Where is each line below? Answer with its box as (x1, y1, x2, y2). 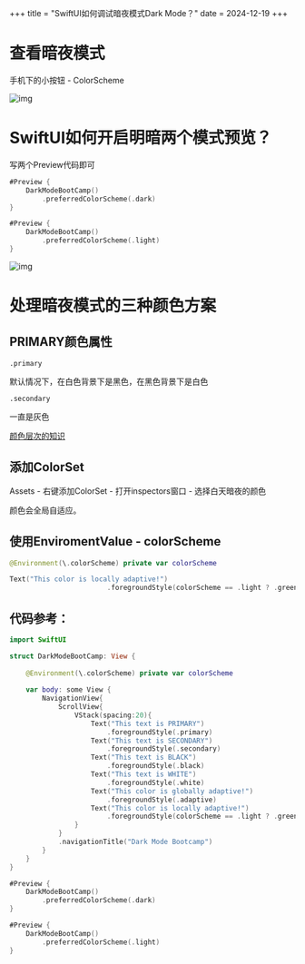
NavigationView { (42, 693, 103, 703)
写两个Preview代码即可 (9, 159, 95, 170)
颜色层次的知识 (9, 430, 65, 441)
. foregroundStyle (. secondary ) (106, 744, 221, 753)
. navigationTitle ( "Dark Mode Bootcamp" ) (57, 838, 213, 847)
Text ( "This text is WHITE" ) (90, 770, 197, 779)
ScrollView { (57, 703, 103, 712)
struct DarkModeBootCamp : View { (9, 652, 136, 661)
